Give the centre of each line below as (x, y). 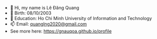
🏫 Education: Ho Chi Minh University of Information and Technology (81, 18)
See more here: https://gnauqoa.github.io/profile (61, 31)
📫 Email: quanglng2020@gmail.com (49, 24)
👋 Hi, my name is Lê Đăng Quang (45, 8)
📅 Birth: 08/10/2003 (31, 13)
